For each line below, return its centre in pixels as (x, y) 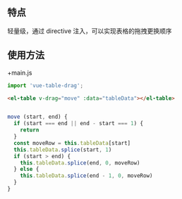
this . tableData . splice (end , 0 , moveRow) (80, 163)
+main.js (20, 72)
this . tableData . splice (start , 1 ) (63, 150)
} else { (26, 169)
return (30, 130)
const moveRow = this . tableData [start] (72, 143)
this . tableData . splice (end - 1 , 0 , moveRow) (86, 176)
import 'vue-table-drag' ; (45, 85)
